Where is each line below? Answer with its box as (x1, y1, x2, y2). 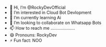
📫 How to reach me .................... (9, 25, 75, 31)
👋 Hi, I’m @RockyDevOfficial (9, 5, 66, 10)
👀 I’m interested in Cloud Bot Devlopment (9, 10, 92, 15)
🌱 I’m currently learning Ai (9, 15, 61, 20)
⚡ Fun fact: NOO (9, 37, 42, 43)
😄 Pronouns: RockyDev (9, 32, 57, 38)
